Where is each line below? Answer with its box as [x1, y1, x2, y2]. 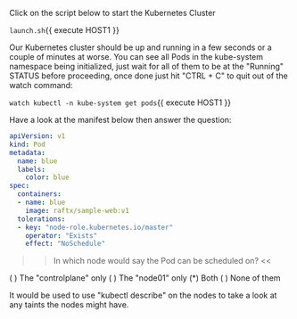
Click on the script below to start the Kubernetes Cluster [9, 8, 216, 18]
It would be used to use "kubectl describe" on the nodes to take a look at [9, 290, 277, 301]
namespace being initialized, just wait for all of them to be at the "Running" [9, 61, 284, 71]
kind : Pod [9, 140, 46, 149]
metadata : [9, 148, 46, 157]
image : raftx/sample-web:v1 [25, 206, 129, 215]
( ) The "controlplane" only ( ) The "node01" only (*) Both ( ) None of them [9, 273, 281, 283]
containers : [17, 190, 62, 199]
